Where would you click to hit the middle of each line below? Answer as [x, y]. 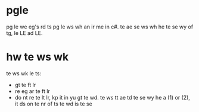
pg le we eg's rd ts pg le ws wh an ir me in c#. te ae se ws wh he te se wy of [100, 27]
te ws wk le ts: [24, 73]
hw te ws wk [38, 57]
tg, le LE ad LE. [24, 33]
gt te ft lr [25, 85]
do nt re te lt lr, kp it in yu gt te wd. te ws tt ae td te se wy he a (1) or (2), [102, 97]
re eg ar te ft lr [32, 91]
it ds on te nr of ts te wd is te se [53, 104]
